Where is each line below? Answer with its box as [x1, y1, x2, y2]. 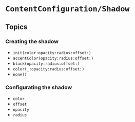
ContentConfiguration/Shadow [5, 4, 130, 14]
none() [12, 72, 27, 77]
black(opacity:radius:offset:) [12, 61, 80, 66]
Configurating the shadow [5, 84, 72, 91]
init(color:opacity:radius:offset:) [12, 50, 91, 55]
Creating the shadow [5, 38, 59, 45]
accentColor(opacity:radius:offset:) [12, 56, 94, 61]
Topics [5, 22, 28, 31]
